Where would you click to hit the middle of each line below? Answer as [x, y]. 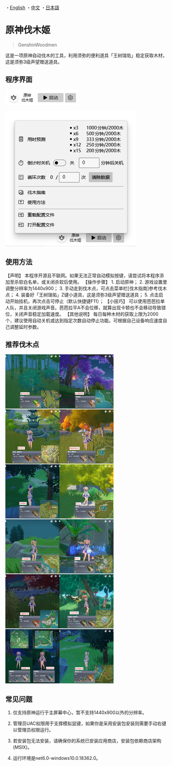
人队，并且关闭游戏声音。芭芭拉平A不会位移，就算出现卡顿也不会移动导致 [83, 307]
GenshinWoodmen [37, 45]
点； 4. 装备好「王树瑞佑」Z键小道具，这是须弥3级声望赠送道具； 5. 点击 [82, 295]
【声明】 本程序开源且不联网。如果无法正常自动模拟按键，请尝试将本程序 [82, 275]
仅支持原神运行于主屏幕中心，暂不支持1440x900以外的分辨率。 [80, 713]
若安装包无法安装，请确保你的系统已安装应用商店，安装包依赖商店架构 [87, 741]
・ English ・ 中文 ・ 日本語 [32, 7]
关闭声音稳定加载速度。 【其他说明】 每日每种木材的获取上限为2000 [86, 314]
